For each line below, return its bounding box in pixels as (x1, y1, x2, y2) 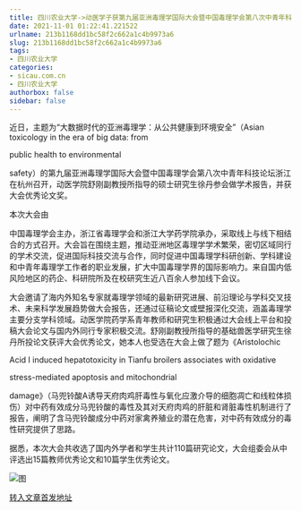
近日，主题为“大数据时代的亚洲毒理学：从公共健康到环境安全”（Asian (9, 122, 264, 132)
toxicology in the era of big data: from (9, 132, 149, 143)
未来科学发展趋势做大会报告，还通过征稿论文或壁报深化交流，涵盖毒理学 (24, 303, 292, 314)
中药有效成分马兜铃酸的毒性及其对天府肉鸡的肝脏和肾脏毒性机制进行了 (32, 402, 292, 413)
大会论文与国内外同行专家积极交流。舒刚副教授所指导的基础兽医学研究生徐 (16, 326, 292, 336)
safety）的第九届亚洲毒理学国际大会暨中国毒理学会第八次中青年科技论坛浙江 (9, 167, 291, 179)
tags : (9, 47, 30, 55)
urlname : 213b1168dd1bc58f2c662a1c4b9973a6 (9, 30, 175, 38)
